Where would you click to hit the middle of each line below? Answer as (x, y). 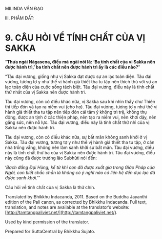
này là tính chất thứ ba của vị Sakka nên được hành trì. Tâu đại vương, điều (80, 152)
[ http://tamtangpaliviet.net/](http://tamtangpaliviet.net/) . (61, 212)
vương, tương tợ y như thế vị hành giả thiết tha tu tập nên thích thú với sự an (81, 81)
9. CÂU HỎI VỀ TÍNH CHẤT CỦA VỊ (75, 38)
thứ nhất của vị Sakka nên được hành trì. (46, 92)
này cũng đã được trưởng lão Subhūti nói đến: (51, 158)
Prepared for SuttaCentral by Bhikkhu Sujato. (50, 231)
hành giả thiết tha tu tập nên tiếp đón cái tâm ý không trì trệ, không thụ (76, 112)
